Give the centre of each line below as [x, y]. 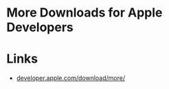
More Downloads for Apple [84, 13]
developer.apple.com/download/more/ [71, 78]
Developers [40, 27]
